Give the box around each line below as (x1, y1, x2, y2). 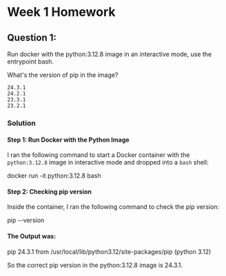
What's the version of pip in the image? (7, 71, 119, 79)
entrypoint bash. (7, 57, 54, 66)
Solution (7, 118, 37, 128)
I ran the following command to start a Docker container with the (7, 151, 190, 159)
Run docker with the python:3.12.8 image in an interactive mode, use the (7, 50, 212, 58)
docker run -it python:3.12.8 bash (7, 172, 101, 180)
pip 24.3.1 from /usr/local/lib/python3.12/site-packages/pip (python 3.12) (7, 247, 212, 256)
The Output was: (7, 232, 56, 240)
